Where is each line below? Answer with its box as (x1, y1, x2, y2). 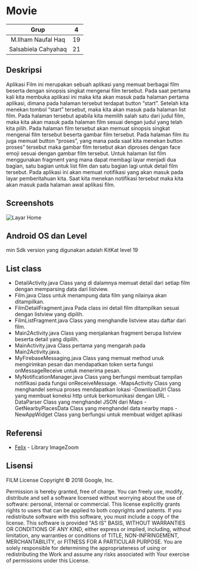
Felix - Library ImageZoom (14, 444, 79, 451)
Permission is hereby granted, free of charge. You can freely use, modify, (6, 488, 184, 495)
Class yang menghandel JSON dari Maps (43, 398, 143, 405)
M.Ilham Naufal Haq (11, 35, 66, 44)
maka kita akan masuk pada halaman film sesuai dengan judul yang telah (6, 118, 183, 125)
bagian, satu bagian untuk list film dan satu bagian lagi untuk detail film (6, 162, 178, 169)
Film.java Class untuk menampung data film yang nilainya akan (14, 292, 167, 299)
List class (6, 264, 42, 274)
